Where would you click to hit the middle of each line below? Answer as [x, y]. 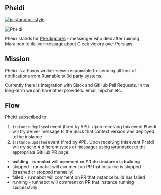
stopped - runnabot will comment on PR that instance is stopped [76, 167]
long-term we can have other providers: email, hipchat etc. [64, 90]
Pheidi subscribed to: [26, 117]
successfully [25, 187]
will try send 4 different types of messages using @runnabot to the [79, 147]
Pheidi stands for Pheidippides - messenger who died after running [72, 38]
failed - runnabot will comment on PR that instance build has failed [78, 177]
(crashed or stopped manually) [43, 172]
